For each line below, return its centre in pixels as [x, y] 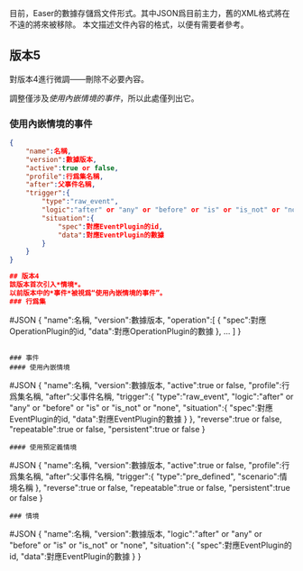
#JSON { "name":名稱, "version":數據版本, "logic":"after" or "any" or [136, 533]
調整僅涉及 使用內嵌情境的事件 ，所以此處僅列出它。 [104, 98]
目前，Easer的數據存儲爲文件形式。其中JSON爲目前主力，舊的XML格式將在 [150, 13]
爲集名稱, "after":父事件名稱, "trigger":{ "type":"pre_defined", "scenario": [144, 476]
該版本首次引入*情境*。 [47, 285]
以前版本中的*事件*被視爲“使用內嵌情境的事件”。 [88, 293]
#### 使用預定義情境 [43, 447]
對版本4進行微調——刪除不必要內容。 [79, 78]
